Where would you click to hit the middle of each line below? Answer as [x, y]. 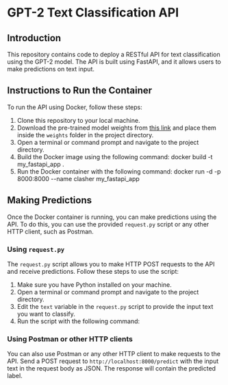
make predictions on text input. [51, 69]
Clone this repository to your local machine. [78, 120]
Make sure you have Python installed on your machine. [94, 284]
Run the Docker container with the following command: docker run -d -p [119, 171]
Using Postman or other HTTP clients [70, 339]
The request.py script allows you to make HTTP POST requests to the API [111, 264]
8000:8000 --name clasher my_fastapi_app [78, 178]
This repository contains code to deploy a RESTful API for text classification [114, 54]
